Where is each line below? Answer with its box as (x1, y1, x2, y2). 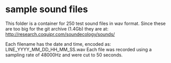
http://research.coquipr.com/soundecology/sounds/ (5, 31, 115, 37)
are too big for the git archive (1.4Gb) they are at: (5, 25, 109, 31)
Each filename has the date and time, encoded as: (5, 41, 111, 47)
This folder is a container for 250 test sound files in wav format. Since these (5, 20, 166, 26)
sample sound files (5, 4, 88, 15)
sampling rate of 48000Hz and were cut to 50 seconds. (5, 52, 123, 58)
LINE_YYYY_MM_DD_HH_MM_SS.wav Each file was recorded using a (5, 46, 152, 52)
